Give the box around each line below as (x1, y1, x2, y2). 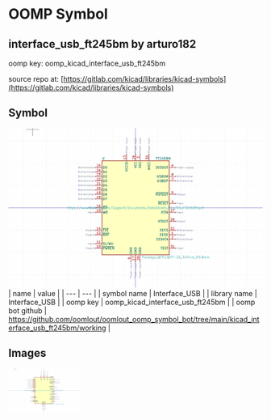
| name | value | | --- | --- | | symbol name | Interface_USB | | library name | (8, 288, 258, 298)
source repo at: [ (8, 74, 64, 83)
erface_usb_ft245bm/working (8, 323, 106, 333)
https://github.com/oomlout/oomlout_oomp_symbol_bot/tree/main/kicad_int (8, 314, 260, 324)
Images (8, 346, 47, 360)
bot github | (8, 305, 47, 316)
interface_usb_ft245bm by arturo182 (8, 37, 197, 51)
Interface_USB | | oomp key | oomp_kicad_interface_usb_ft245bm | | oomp (8, 297, 256, 307)
